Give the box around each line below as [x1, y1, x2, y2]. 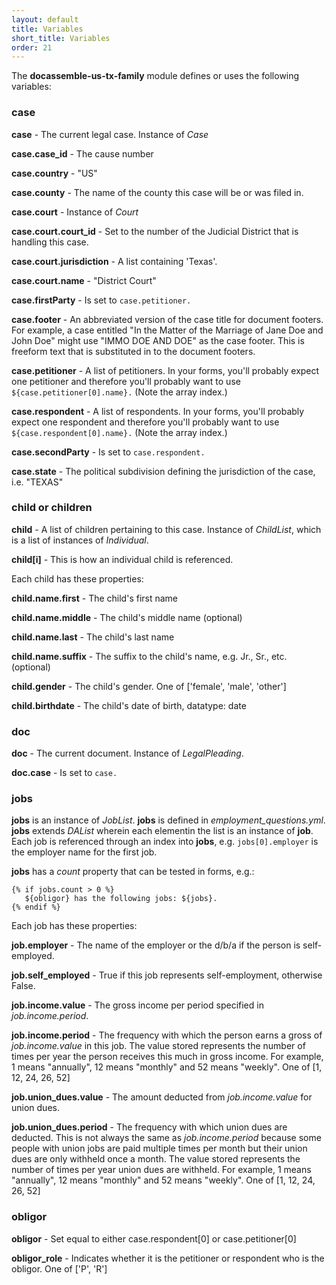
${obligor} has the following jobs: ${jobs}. [24, 894, 218, 904]
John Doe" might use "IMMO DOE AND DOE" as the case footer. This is [11, 334, 305, 346]
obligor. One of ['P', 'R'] [11, 1262, 108, 1275]
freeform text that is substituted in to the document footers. [11, 345, 256, 357]
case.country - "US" [11, 167, 98, 179]
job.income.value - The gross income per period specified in [11, 999, 264, 1011]
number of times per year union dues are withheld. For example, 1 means [11, 1164, 312, 1176]
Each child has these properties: [11, 572, 144, 585]
